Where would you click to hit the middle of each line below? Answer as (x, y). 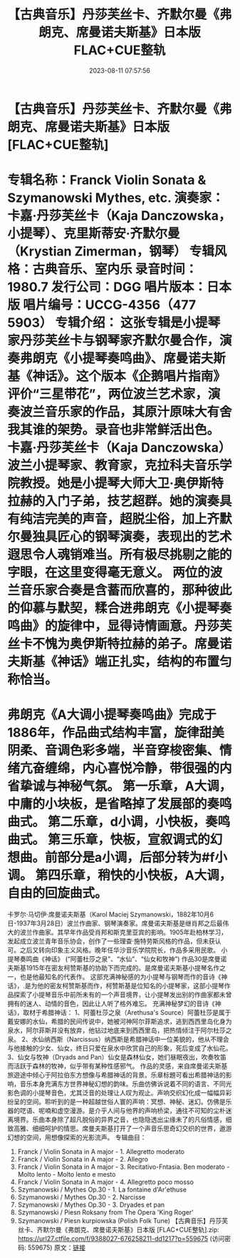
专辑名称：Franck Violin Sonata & (107, 180)
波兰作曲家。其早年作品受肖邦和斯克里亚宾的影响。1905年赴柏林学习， (124, 933)
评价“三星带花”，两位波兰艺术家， (108, 394)
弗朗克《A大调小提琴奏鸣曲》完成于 (112, 715)
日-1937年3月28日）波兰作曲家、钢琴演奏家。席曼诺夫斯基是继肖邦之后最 (115, 923)
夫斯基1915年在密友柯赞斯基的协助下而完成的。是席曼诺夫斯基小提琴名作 (114, 968)
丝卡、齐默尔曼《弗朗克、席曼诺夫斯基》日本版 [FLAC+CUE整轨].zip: (118, 1230)
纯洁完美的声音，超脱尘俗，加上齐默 (126, 519)
